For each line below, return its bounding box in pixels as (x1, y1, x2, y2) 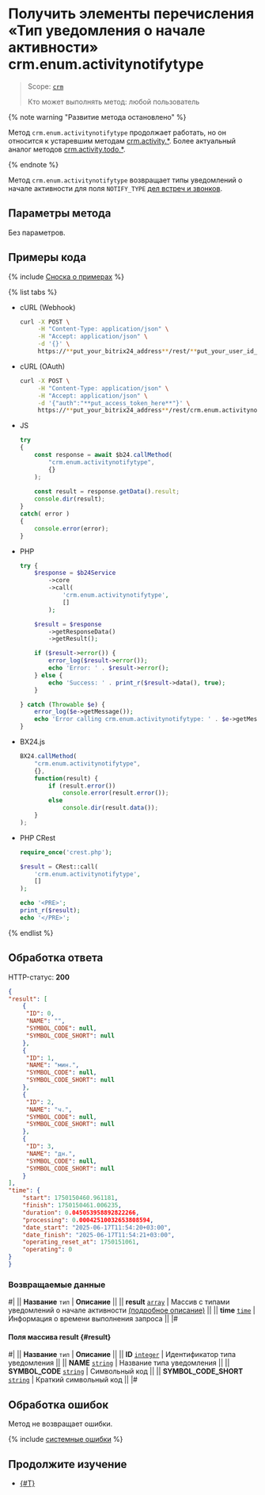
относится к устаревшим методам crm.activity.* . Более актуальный (8, 136, 236, 145)
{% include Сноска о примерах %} (8, 271, 125, 282)
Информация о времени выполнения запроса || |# (8, 1314, 178, 1324)
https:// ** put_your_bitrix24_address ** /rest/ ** (37, 347, 198, 355)
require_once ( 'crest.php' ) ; (19, 848, 112, 857)
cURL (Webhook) (19, 302, 76, 312)
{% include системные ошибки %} (8, 1435, 123, 1444)
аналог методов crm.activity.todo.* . (8, 144, 126, 154)
